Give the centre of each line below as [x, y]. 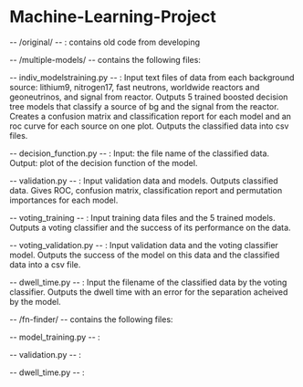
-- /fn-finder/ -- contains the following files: [91, 319]
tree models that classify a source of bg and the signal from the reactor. [144, 106]
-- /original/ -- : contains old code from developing [105, 42]
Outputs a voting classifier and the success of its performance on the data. [150, 227]
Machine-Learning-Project [113, 17]
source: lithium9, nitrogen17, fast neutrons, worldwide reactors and [135, 87]
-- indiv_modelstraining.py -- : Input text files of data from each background [152, 77]
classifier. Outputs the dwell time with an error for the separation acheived [149, 292]
